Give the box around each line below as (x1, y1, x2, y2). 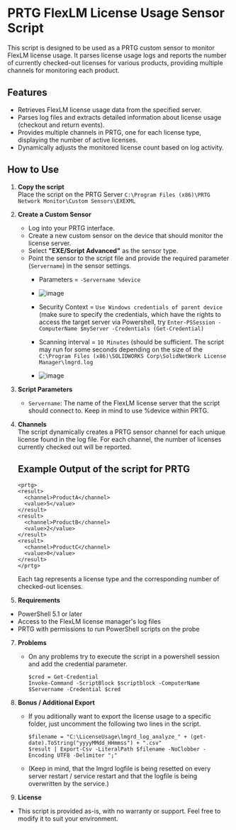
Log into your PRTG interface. (28, 223, 116, 232)
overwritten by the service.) (28, 780, 110, 788)
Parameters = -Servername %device (38, 275, 141, 284)
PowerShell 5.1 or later (17, 610, 83, 618)
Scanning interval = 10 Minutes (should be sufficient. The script (38, 337, 225, 346)
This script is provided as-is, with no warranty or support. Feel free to (17, 807, 221, 816)
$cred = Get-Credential (28, 673, 99, 681)
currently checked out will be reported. (17, 442, 132, 451)
